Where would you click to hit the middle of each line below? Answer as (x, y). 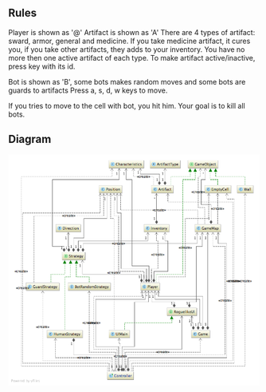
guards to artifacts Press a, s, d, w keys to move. (88, 90)
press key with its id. (42, 66)
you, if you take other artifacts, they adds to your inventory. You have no (127, 49)
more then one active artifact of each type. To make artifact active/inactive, (132, 57)
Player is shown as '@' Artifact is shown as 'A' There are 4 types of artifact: (132, 32)
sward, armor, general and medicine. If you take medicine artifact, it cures (129, 41)
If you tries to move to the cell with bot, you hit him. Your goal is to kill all (127, 105)
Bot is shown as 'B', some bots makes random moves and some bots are (127, 81)
